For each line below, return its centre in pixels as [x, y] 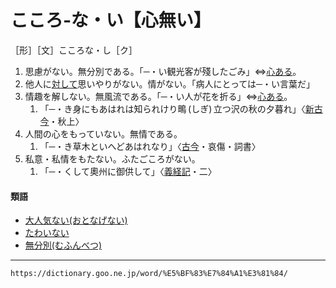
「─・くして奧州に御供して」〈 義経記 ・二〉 [128, 171]
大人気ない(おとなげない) [76, 220]
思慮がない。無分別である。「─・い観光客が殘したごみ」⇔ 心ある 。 [163, 71]
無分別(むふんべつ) [63, 245]
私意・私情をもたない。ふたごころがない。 [112, 158]
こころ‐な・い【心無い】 [111, 20]
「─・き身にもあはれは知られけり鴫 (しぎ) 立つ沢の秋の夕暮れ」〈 [172, 108]
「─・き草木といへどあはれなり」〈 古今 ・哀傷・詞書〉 [150, 146]
